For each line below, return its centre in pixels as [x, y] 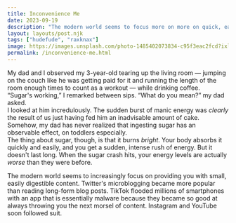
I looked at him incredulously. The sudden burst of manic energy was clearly [118, 110]
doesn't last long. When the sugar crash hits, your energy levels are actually [117, 154]
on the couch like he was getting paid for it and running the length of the [112, 80]
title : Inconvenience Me [44, 14]
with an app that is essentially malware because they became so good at [112, 198]
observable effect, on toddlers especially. [67, 132]
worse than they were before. [50, 162]
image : [17, 46]
